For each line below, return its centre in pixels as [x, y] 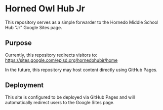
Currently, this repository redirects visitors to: [51, 55]
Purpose [19, 43]
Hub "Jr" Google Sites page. [34, 27]
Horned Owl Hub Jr [45, 9]
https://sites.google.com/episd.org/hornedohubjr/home [61, 60]
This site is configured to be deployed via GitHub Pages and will [70, 97]
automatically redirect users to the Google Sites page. [60, 102]
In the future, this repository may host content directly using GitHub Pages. [81, 70]
